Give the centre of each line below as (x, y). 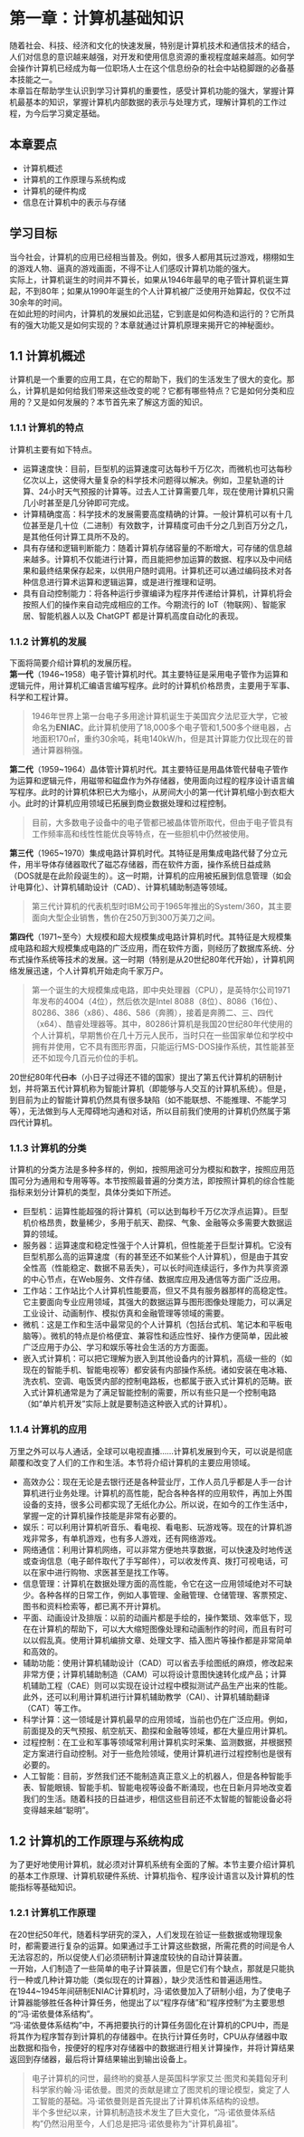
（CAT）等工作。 (54, 1708)
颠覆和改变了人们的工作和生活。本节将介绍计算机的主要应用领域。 (132, 1462)
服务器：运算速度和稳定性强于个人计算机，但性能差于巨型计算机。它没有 (157, 1245)
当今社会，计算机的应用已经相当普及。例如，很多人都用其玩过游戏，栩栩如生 (152, 257)
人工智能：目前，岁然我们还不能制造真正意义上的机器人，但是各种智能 (153, 1776)
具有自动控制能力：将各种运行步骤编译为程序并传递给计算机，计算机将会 (157, 593)
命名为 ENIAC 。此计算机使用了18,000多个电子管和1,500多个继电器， (157, 727)
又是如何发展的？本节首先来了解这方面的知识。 (120, 402)
